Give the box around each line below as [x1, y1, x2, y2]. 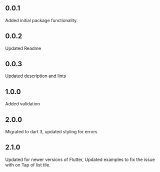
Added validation [5, 101, 40, 107]
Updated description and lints [5, 73, 66, 79]
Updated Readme [5, 45, 41, 51]
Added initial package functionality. [5, 17, 78, 23]
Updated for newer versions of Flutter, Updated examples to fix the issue [5, 156, 155, 162]
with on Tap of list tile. [5, 161, 51, 167]
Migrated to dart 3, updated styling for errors [5, 129, 97, 135]
